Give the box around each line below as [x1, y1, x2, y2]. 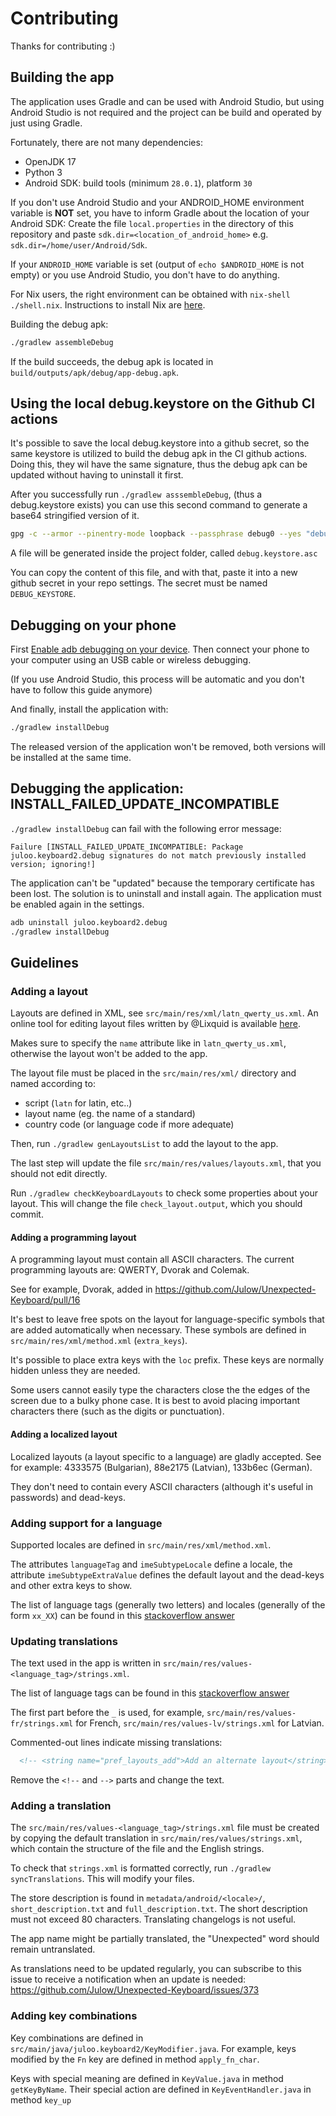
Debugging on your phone [10, 617, 177, 634]
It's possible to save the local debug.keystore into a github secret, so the [10, 437, 310, 449]
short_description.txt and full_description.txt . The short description [10, 1903, 308, 1915]
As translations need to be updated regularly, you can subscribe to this [10, 1963, 302, 1975]
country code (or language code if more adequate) [24, 1118, 235, 1131]
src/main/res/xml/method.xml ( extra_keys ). [10, 1335, 188, 1347]
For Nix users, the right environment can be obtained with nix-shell [10, 288, 291, 300]
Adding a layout [10, 984, 89, 998]
